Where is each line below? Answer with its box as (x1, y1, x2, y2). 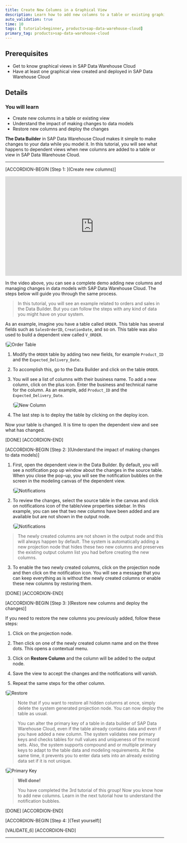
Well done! (17, 777, 41, 783)
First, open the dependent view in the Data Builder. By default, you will (12, 462, 159, 468)
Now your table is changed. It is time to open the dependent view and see (5, 421, 159, 427)
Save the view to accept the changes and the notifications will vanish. (12, 670, 158, 676)
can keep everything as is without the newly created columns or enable (12, 575, 161, 581)
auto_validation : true (5, 17, 53, 22)
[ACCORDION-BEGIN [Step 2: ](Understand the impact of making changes (5, 447, 160, 453)
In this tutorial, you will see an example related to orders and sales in (17, 300, 160, 306)
